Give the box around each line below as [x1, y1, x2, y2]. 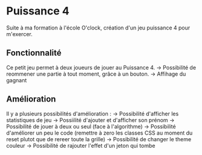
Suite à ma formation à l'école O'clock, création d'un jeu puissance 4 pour [6, 24, 191, 31]
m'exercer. [6, 30, 33, 37]
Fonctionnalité [6, 48, 62, 58]
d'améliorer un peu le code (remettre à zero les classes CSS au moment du [6, 129, 193, 136]
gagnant [6, 76, 27, 84]
